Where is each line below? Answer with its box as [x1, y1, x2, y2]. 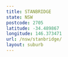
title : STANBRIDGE [6, 8, 51, 15]
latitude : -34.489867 [6, 25, 60, 31]
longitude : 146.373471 [6, 31, 62, 37]
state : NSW [6, 14, 33, 20]
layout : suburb [6, 42, 44, 48]
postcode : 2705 [6, 20, 44, 26]
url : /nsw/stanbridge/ [6, 36, 62, 42]
